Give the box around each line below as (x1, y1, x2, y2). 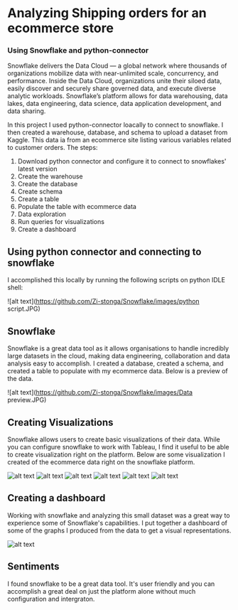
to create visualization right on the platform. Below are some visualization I (7, 450, 225, 459)
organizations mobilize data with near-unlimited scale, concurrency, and (7, 69, 219, 77)
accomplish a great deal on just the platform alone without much (7, 587, 196, 595)
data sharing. (7, 107, 46, 115)
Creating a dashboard (7, 492, 106, 504)
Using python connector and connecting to (7, 245, 202, 257)
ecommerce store (7, 20, 114, 36)
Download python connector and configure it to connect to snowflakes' (17, 157, 227, 166)
